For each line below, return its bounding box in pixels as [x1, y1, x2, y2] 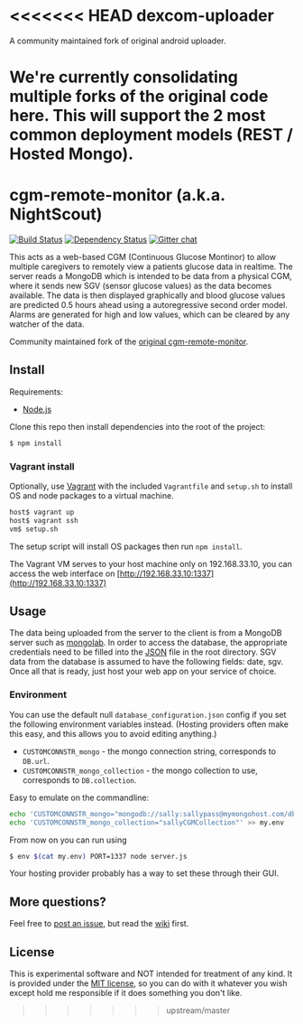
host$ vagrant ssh [9, 516, 78, 525]
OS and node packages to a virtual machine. [9, 490, 174, 501]
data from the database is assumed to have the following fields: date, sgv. [9, 656, 284, 667]
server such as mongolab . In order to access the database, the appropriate [9, 638, 288, 648]
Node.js [22, 404, 52, 414]
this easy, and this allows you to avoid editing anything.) [9, 728, 217, 739]
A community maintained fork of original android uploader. [9, 35, 227, 46]
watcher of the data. [9, 319, 85, 330]
